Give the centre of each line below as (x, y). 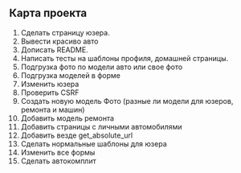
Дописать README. (54, 49)
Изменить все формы (58, 152)
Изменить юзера (50, 84)
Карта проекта (48, 13)
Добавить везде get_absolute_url (77, 135)
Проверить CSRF (50, 93)
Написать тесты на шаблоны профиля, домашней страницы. (125, 58)
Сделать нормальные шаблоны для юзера (94, 143)
